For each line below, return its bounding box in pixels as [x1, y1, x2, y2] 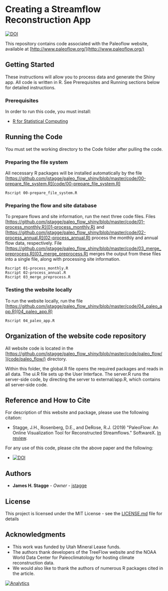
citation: [5, 415, 22, 421]
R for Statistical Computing [12, 118, 68, 124]
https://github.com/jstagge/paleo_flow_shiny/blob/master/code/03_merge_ [7, 245, 161, 252]
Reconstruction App [5, 14, 91, 26]
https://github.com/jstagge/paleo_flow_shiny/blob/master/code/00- [7, 175, 146, 181]
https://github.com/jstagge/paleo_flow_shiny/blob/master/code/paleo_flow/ [7, 350, 162, 356]
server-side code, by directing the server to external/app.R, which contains [5, 376, 160, 382]
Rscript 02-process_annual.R [5, 270, 66, 275]
